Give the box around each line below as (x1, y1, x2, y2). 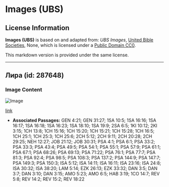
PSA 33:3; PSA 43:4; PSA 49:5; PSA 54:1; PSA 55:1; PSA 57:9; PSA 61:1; (12, 144, 161, 150)
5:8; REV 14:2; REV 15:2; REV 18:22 (12, 176, 84, 182)
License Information (5, 24, 69, 32)
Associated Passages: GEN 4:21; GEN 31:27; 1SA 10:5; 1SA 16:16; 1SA (12, 117, 157, 123)
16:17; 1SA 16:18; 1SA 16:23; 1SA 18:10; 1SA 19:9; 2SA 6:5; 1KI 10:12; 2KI (12, 122, 157, 129)
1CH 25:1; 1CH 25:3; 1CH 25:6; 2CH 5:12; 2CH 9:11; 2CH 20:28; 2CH (12, 133, 152, 139)
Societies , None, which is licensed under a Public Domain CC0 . (5, 42, 136, 48)
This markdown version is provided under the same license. (5, 52, 129, 58)
